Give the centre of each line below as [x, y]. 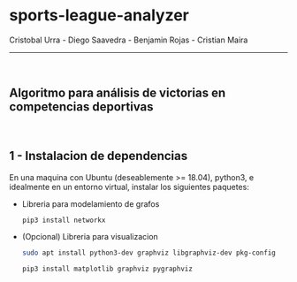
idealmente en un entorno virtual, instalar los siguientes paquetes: [129, 187]
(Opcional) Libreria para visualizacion [90, 237]
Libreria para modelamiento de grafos [91, 203]
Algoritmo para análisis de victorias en [118, 93]
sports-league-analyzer [99, 15]
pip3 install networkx [64, 220]
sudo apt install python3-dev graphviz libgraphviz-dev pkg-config [148, 253]
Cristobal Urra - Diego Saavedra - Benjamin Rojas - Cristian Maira [129, 40]
